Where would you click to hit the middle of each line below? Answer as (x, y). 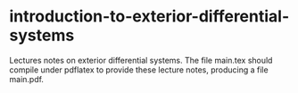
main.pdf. (27, 79)
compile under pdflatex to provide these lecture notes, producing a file (139, 70)
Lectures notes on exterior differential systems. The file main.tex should (141, 60)
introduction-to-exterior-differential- (149, 17)
